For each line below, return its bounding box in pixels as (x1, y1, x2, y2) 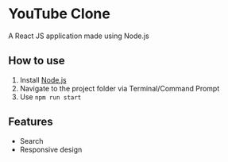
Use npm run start (19, 92, 82, 102)
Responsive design (19, 145, 83, 154)
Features (8, 115, 53, 129)
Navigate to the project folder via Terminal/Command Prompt (19, 83, 220, 93)
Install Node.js (19, 75, 67, 84)
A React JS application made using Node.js (8, 31, 149, 40)
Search (19, 136, 44, 145)
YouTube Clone (8, 5, 111, 23)
